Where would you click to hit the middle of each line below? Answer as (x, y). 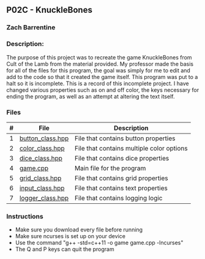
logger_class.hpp (44, 198)
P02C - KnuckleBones (50, 10)
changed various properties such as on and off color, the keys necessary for (103, 90)
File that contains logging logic (118, 198)
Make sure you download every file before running (79, 230)
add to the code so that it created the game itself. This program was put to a (102, 77)
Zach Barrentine (31, 28)
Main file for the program (110, 168)
